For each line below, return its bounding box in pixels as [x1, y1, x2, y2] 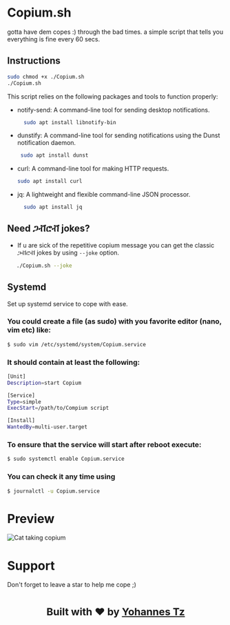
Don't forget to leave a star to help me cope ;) [7, 581, 136, 589]
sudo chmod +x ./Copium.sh [7, 73, 85, 80]
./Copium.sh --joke [16, 262, 72, 269]
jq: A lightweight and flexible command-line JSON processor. [17, 190, 191, 199]
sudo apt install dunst [20, 152, 89, 159]
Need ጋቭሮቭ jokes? [7, 223, 90, 235]
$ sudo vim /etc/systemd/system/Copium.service [7, 341, 147, 348]
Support [7, 557, 55, 573]
